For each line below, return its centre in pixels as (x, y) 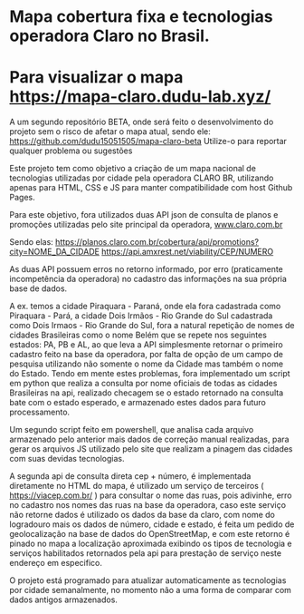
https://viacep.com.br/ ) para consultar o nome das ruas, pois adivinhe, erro (151, 495)
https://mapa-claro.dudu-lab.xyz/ (140, 97)
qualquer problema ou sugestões (71, 151)
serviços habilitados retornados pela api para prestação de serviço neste (146, 553)
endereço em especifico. (56, 563)
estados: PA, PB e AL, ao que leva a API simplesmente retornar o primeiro (146, 345)
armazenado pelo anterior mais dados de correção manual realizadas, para (149, 439)
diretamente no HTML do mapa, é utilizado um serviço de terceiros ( (137, 486)
